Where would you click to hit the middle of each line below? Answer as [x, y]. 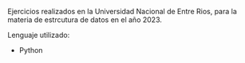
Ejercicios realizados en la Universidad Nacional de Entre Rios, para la [122, 11]
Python [31, 50]
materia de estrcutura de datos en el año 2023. [85, 20]
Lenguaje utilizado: [39, 35]
